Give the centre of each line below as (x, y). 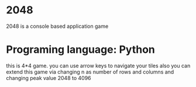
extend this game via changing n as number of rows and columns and (90, 72)
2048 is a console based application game (57, 26)
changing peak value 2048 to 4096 (49, 78)
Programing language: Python (80, 50)
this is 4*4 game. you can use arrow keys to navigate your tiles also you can (98, 66)
